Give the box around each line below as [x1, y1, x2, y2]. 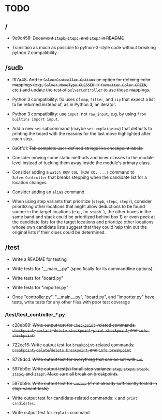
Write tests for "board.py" [12, 275, 64, 281]
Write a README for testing [12, 256, 67, 262]
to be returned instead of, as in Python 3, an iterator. [12, 101, 116, 107]
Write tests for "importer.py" [12, 285, 69, 290]
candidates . [12, 400, 35, 406]
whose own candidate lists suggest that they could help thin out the [12, 224, 147, 230]
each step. [12, 135, 33, 141]
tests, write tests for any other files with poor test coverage [12, 299, 130, 305]
